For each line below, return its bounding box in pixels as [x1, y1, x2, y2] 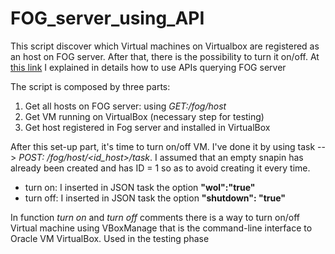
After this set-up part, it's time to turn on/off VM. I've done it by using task [10, 140, 316, 152]
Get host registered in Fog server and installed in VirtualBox [24, 121, 271, 133]
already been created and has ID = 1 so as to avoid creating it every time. [10, 162, 311, 174]
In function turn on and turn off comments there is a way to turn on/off [10, 211, 300, 223]
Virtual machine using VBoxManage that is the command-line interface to [10, 222, 313, 234]
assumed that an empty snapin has [159, 151, 304, 163]
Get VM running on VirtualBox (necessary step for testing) [24, 110, 265, 122]
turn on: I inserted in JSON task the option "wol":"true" [24, 181, 256, 193]
